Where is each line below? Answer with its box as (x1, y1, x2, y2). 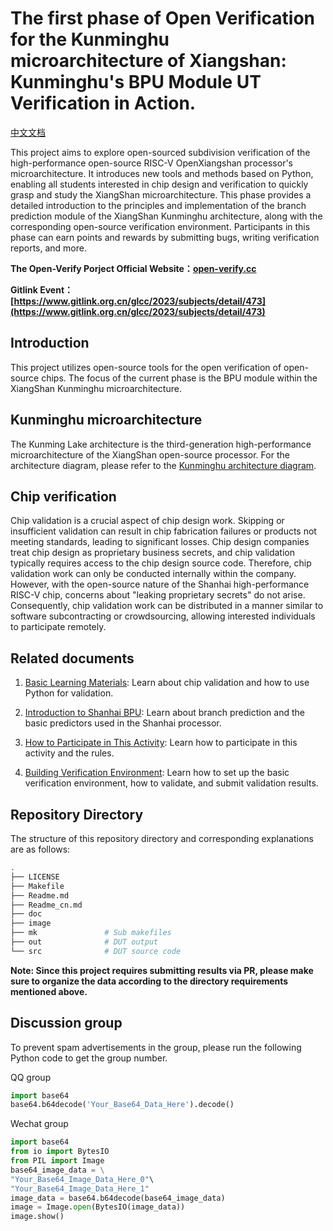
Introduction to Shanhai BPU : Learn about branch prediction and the (24, 707, 305, 719)
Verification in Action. (10, 92, 197, 115)
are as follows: (10, 843, 71, 855)
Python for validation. (24, 687, 114, 699)
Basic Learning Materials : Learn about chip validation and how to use (24, 677, 310, 689)
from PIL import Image (10, 1156, 105, 1166)
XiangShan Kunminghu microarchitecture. (10, 382, 182, 394)
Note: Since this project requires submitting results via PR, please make (10, 964, 314, 976)
